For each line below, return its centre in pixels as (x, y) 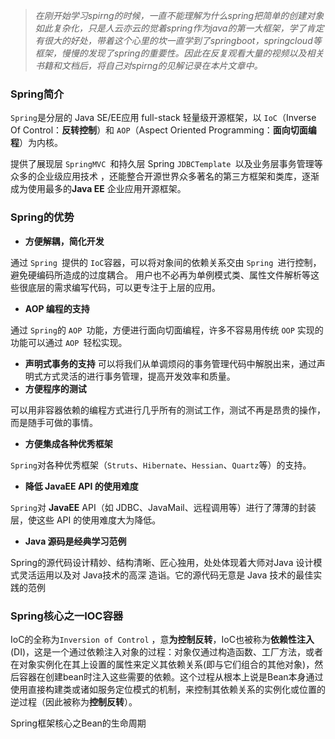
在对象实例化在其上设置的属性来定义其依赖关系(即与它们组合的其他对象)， (162, 664)
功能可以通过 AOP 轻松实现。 (69, 342)
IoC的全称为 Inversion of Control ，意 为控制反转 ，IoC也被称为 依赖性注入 (162, 639)
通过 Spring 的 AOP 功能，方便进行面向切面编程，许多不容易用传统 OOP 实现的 (167, 330)
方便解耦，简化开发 (64, 241)
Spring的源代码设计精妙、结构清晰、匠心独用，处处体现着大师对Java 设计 (162, 562)
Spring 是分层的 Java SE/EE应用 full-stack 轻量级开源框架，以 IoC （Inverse (163, 118)
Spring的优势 (42, 217)
